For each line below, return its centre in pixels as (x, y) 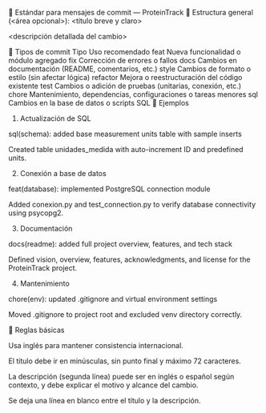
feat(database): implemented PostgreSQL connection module (109, 189)
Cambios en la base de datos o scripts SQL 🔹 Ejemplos (99, 103)
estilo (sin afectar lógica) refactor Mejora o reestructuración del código (125, 77)
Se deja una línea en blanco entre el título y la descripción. (105, 401)
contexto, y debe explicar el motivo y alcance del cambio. (103, 385)
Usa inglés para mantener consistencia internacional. (96, 345)
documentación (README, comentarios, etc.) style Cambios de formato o (129, 69)
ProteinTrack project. (43, 268)
